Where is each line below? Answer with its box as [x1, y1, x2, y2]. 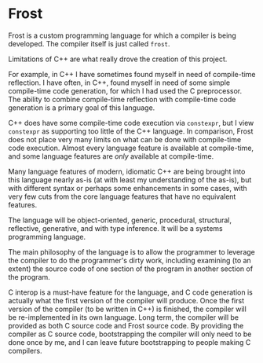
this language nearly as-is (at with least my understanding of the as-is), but [8, 174, 252, 185]
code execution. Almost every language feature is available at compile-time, [8, 143, 254, 152]
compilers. [8, 346, 42, 355]
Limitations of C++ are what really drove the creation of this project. [8, 54, 228, 64]
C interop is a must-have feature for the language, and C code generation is [8, 288, 253, 297]
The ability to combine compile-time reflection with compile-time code [8, 94, 236, 104]
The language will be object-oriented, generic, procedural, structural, [8, 215, 232, 225]
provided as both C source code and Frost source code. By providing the [8, 321, 244, 330]
